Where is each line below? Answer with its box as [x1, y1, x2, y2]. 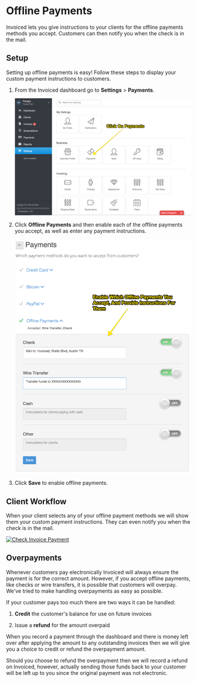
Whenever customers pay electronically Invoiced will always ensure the [6, 568, 179, 575]
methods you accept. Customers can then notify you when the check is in [6, 29, 185, 36]
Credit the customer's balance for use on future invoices [14, 610, 152, 617]
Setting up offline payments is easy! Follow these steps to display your [6, 69, 176, 76]
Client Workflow [6, 496, 67, 507]
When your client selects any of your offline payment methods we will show [6, 512, 189, 519]
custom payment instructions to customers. [6, 75, 111, 82]
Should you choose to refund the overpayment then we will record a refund [6, 657, 188, 664]
